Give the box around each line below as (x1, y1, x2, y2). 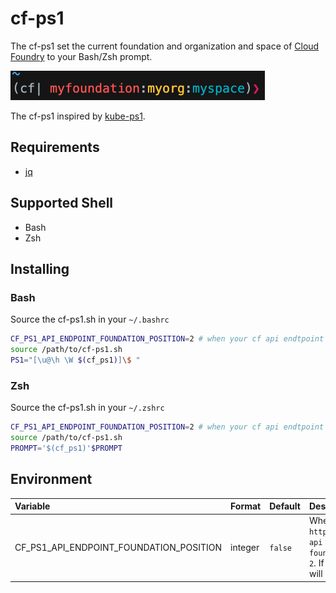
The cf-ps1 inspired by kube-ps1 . (10, 110, 146, 122)
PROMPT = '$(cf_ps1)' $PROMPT (10, 443, 123, 453)
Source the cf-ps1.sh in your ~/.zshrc (10, 402, 165, 414)
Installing (10, 260, 70, 277)
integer (229, 541, 260, 553)
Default (269, 500, 301, 512)
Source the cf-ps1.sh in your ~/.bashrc (10, 313, 170, 326)
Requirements (10, 139, 100, 156)
